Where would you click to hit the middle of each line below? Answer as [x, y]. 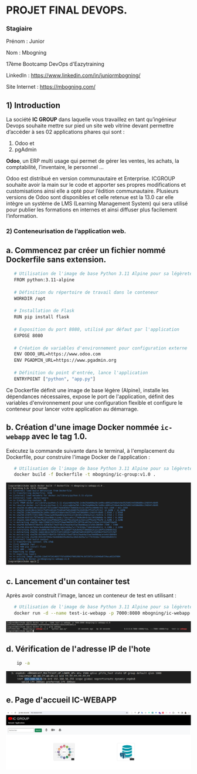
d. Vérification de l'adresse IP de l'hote [78, 649]
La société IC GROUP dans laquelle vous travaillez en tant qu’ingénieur [91, 120]
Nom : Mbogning [26, 53]
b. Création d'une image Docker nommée [83, 427]
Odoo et [24, 143]
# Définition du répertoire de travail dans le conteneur [86, 292]
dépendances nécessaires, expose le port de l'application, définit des [90, 396]
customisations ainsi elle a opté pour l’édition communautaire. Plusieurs [92, 191]
